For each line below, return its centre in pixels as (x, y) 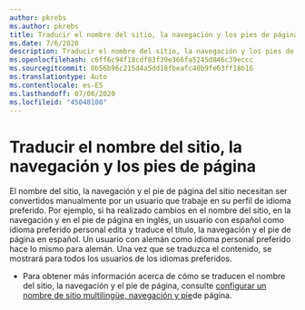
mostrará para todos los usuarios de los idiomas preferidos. (121, 258)
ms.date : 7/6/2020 (44, 43)
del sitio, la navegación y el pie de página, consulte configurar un (144, 286)
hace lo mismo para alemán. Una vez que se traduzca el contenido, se (141, 249)
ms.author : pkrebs (44, 26)
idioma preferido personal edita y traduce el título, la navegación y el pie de (150, 230)
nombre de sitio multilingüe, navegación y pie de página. (127, 295)
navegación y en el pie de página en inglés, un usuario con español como (147, 220)
